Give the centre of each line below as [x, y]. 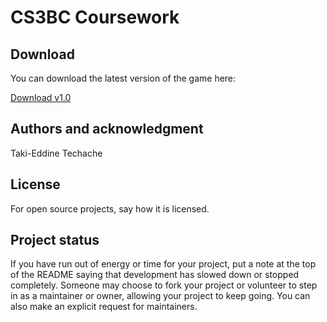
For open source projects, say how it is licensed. [110, 208]
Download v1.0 [41, 97]
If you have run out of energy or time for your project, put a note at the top [163, 264]
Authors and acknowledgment [107, 129]
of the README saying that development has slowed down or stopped [155, 275]
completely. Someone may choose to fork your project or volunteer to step [164, 285]
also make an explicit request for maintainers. [104, 307]
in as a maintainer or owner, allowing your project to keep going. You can [160, 296]
